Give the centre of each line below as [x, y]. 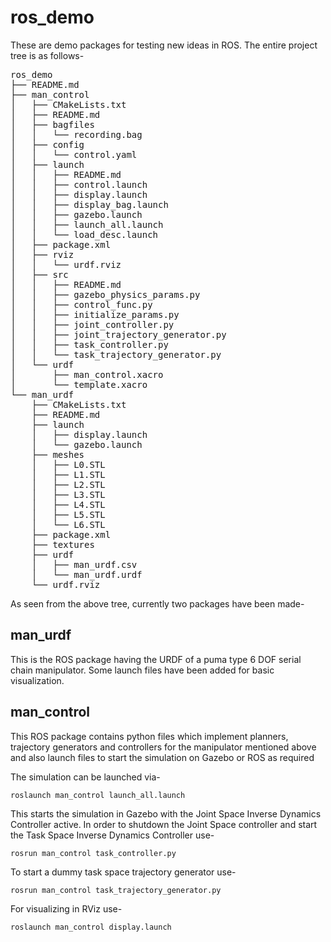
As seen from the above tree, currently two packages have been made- [157, 603]
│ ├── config [47, 144]
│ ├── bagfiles [52, 124]
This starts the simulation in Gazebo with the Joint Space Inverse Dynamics [166, 813]
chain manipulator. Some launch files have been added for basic [142, 670]
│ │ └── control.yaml [74, 154]
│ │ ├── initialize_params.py [95, 314]
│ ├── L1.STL [68, 474]
